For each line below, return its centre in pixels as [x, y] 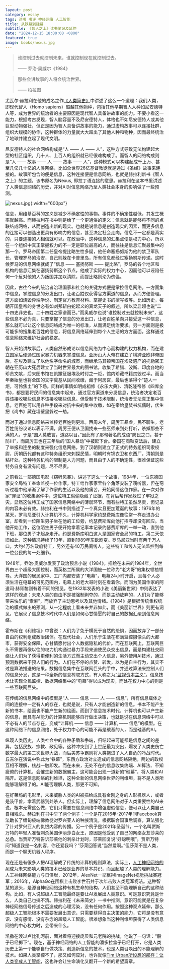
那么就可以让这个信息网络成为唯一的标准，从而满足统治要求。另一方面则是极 [84, 325]
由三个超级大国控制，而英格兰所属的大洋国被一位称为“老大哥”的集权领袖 [84, 569]
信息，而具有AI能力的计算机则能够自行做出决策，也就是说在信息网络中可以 [87, 717]
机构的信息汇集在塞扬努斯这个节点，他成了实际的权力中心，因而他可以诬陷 [82, 270]
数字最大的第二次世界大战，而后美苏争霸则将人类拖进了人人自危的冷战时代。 [84, 753]
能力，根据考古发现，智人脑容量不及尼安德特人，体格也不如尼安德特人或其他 [84, 119]
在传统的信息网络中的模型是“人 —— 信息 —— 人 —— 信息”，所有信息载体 [81, 698]
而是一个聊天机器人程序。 [32, 852]
